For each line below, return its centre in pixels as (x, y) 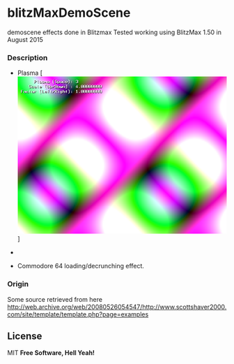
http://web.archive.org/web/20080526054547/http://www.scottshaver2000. (117, 307)
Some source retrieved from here (55, 299)
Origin (18, 284)
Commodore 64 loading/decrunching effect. (81, 266)
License (25, 336)
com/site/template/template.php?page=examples (78, 314)
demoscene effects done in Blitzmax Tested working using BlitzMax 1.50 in (114, 32)
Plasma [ (30, 73)
